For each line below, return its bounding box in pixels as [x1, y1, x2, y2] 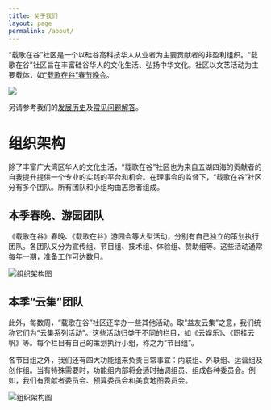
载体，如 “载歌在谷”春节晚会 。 [15, 70, 115, 80]
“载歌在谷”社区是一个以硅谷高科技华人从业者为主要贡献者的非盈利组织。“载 [8, 50, 258, 60]
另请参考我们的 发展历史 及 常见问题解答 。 [8, 103, 143, 112]
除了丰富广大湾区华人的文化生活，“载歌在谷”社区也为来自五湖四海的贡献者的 [8, 163, 262, 172]
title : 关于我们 [8, 11, 58, 20]
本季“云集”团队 [8, 294, 84, 308]
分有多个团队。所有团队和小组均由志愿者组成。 [8, 183, 164, 192]
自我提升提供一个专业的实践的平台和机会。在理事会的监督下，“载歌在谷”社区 [8, 172, 262, 182]
